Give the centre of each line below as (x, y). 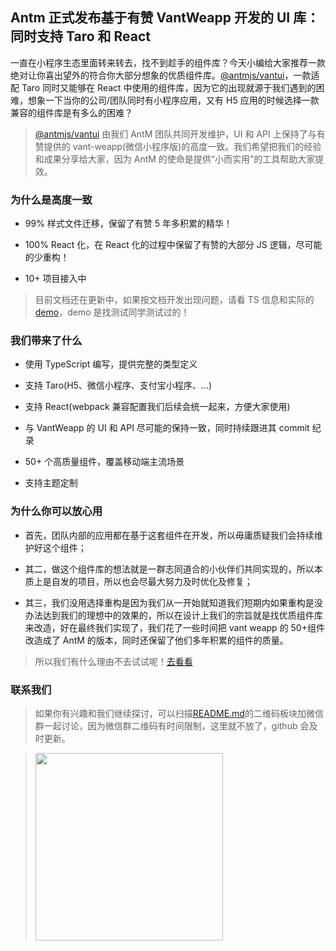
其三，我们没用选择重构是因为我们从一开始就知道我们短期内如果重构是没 (173, 602)
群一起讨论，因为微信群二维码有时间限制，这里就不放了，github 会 (172, 726)
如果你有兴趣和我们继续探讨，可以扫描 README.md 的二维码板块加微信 (179, 713)
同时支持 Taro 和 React (80, 36)
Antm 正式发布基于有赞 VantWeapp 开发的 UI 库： (165, 18)
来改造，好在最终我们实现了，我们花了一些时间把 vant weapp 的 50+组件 (174, 627)
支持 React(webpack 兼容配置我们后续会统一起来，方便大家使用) (157, 407)
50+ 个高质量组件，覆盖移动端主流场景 (104, 462)
